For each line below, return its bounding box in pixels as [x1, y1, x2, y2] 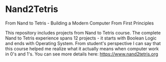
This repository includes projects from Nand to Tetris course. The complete [5, 29, 161, 35]
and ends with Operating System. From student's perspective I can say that [5, 40, 161, 46]
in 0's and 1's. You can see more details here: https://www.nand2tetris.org [5, 51, 158, 57]
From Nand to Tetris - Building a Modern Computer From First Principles [5, 20, 154, 26]
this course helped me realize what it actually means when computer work [5, 45, 159, 51]
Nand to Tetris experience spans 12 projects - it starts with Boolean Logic [5, 35, 157, 41]
